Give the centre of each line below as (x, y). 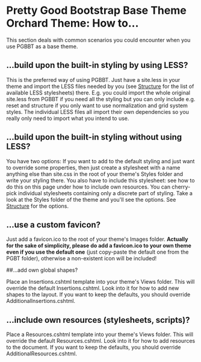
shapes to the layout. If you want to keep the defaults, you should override (98, 295)
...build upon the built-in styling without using (94, 137)
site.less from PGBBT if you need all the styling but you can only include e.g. (101, 99)
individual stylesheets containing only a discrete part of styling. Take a (105, 193)
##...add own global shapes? (42, 270)
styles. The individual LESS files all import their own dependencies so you (98, 111)
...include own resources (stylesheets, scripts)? (98, 320)
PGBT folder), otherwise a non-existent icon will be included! (82, 258)
